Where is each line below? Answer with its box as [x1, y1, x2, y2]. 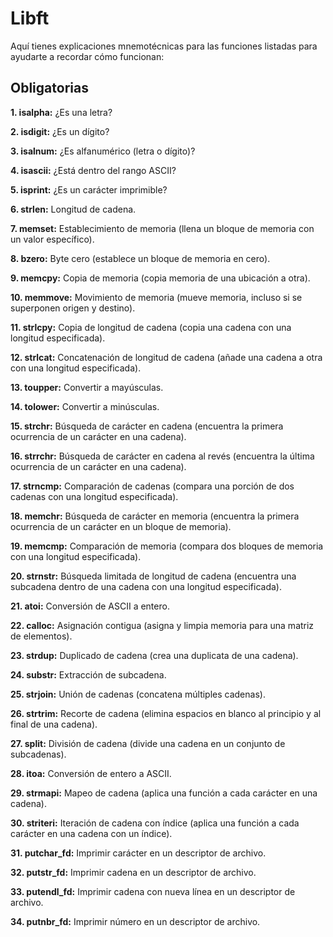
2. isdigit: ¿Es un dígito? [10, 125, 110, 137]
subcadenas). [10, 748, 67, 760]
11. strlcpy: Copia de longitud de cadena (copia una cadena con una [10, 321, 292, 333]
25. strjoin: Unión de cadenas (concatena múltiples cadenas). [10, 688, 266, 700]
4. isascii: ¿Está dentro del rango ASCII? [10, 164, 177, 176]
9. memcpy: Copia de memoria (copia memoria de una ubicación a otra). [10, 272, 311, 284]
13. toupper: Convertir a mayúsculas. [10, 381, 164, 393]
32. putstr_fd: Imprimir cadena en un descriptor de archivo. [10, 866, 257, 878]
